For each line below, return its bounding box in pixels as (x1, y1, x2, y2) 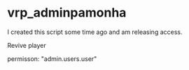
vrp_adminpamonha (7, 5, 127, 21)
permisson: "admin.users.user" (7, 54, 97, 63)
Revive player (7, 41, 47, 49)
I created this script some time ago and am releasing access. (7, 28, 183, 36)
